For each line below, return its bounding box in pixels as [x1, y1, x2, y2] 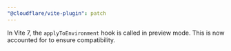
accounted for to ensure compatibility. [7, 35, 116, 44]
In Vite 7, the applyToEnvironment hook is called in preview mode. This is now [7, 29, 225, 37]
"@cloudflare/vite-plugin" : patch [7, 10, 107, 17]
